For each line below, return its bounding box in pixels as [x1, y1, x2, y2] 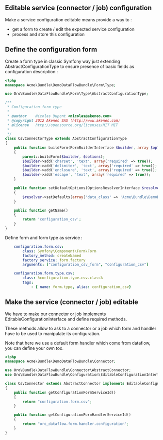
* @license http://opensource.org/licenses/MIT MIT [7, 122, 118, 128]
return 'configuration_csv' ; [22, 217, 81, 222]
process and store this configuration [12, 31, 85, 37]
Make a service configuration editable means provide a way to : [5, 17, 132, 22]
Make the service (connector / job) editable [5, 298, 138, 306]
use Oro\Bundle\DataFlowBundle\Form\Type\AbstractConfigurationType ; [5, 91, 149, 96]
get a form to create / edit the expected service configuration [12, 26, 135, 32]
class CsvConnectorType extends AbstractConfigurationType [5, 136, 127, 141]
